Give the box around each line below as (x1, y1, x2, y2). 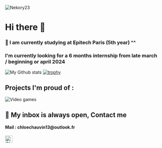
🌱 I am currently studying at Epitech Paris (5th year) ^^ (5, 39, 136, 46)
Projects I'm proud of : (5, 84, 74, 92)
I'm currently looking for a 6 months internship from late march (5, 52, 158, 59)
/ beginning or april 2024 (5, 59, 65, 65)
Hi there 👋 (5, 22, 45, 33)
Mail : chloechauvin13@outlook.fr (5, 125, 75, 130)
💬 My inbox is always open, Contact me (5, 110, 127, 119)
